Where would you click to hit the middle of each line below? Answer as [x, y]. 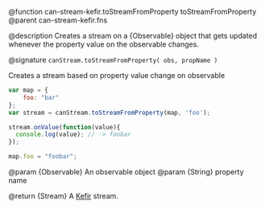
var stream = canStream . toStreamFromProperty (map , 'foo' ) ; [110, 113]
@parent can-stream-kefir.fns [58, 20]
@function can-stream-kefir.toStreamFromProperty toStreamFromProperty [132, 12]
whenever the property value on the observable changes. [104, 44]
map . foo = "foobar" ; [43, 157]
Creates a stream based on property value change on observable [117, 75]
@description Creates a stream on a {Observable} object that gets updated [133, 36]
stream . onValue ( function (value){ [64, 127]
